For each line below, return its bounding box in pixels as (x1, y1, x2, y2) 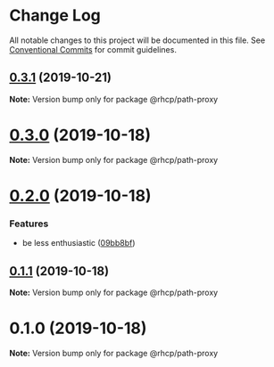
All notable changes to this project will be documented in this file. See (9, 35, 266, 45)
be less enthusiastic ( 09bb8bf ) (21, 238, 136, 249)
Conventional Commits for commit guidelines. (9, 44, 177, 54)
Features (9, 217, 49, 230)
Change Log (9, 5, 101, 26)
